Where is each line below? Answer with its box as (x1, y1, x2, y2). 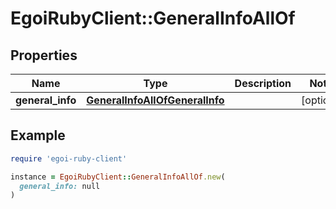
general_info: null (19, 181, 101, 191)
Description (234, 77, 292, 90)
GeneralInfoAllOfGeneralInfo (86, 93, 225, 107)
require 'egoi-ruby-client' (10, 153, 128, 164)
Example (10, 127, 66, 144)
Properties (10, 47, 78, 64)
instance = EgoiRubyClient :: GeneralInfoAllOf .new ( (10, 172, 226, 182)
